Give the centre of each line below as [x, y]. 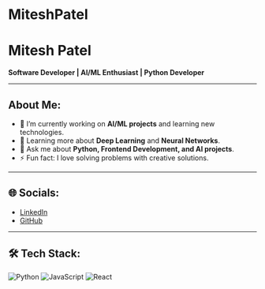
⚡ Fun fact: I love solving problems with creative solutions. [114, 158]
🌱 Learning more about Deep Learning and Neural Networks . [120, 141]
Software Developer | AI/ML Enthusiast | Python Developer [106, 73]
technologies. [42, 132]
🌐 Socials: [34, 193]
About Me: [35, 105]
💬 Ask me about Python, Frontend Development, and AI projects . [127, 148]
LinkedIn [34, 212]
